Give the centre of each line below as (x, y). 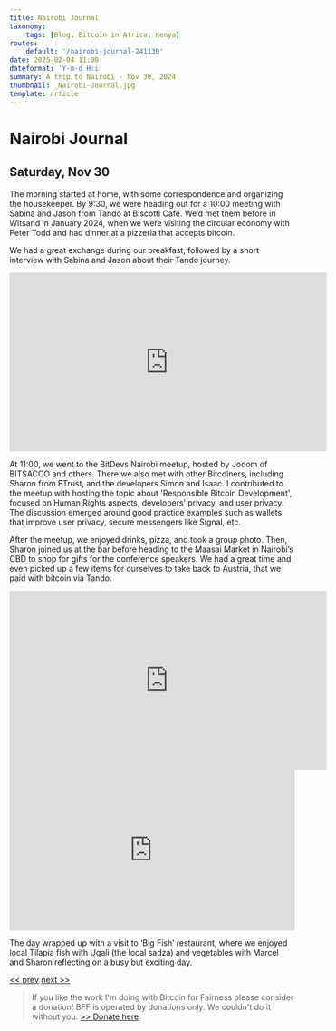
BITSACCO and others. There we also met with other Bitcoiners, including (146, 474)
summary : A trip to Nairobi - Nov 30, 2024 (93, 77)
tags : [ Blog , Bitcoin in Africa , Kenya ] (103, 34)
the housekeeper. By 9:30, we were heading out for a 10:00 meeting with (145, 203)
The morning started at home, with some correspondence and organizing (146, 194)
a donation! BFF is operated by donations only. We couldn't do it (151, 1007)
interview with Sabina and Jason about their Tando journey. (120, 260)
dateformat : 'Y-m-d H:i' (56, 69)
